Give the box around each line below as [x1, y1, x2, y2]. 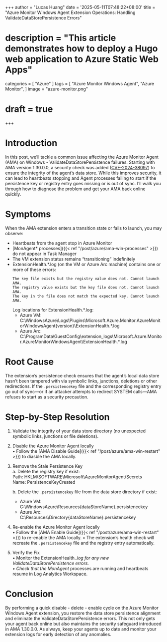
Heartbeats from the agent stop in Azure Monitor [12, 240, 113, 246]
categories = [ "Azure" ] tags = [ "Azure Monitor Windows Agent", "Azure [5, 80, 155, 86]
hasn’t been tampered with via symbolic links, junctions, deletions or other [5, 378, 158, 384]
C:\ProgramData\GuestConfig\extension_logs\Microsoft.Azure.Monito [19, 333, 162, 339]
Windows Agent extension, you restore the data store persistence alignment [5, 610, 161, 616]
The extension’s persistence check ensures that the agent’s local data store [5, 372, 160, 378]
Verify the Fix [12, 549, 40, 556]
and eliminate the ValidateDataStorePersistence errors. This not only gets [5, 615, 155, 621]
